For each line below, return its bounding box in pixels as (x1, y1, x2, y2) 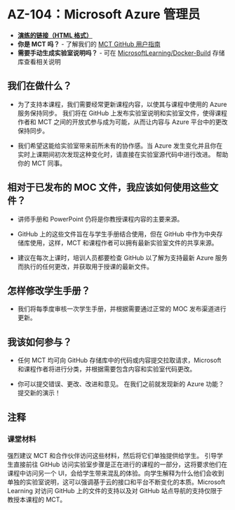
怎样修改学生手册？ (7, 284, 90, 296)
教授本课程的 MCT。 (7, 495, 67, 504)
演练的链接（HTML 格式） (17, 31, 93, 39)
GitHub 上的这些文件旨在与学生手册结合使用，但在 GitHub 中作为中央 (17, 229, 217, 238)
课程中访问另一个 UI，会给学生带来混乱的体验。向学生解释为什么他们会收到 (7, 468, 224, 477)
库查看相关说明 (17, 57, 61, 65)
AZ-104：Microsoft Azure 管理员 (7, 6, 201, 23)
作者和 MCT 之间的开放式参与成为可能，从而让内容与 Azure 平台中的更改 (17, 117, 228, 126)
